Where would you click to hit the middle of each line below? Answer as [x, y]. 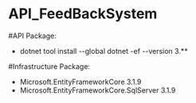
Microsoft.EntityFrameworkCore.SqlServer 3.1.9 [98, 90]
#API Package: [33, 36]
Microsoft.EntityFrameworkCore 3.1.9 [80, 82]
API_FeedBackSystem [83, 14]
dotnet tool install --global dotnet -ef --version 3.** [104, 51]
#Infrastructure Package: [49, 66]
